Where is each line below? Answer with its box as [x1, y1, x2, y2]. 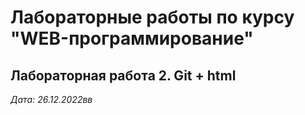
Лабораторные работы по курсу [10, 6, 295, 29]
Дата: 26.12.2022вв [10, 94, 93, 105]
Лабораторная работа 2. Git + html [10, 67, 237, 84]
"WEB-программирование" [10, 27, 254, 50]
